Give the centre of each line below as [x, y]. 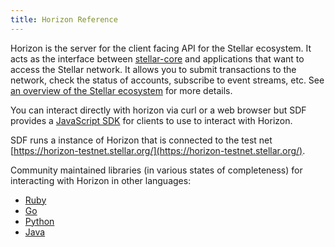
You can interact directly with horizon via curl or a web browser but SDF [158, 110]
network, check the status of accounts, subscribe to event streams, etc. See [167, 80]
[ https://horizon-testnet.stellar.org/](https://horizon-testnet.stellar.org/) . [158, 150]
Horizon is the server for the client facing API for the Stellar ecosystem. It [161, 48]
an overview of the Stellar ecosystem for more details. [121, 90]
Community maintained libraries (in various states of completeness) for [156, 170]
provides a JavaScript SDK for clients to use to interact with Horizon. [151, 120]
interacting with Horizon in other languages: [101, 180]
